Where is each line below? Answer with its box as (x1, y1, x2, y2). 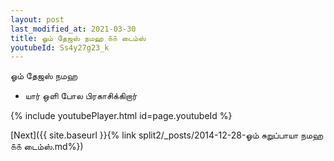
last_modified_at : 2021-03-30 (10, 24, 137, 34)
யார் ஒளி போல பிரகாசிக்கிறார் (24, 90, 138, 102)
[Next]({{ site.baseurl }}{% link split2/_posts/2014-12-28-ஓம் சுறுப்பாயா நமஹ (10, 129, 324, 141)
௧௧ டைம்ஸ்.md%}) (10, 141, 84, 153)
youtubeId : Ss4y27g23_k (10, 42, 110, 53)
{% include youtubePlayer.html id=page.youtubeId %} (10, 110, 233, 122)
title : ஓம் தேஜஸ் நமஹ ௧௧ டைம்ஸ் (10, 33, 147, 43)
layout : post (10, 14, 65, 25)
